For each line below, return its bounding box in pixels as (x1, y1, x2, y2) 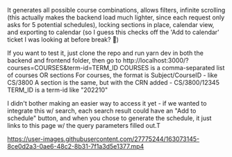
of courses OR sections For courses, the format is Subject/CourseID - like (7, 71, 217, 79)
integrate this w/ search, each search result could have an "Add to (7, 107, 197, 115)
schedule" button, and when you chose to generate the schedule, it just (7, 114, 212, 122)
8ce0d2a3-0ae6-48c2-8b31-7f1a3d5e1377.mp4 (7, 142, 144, 150)
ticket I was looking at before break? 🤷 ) (7, 35, 119, 44)
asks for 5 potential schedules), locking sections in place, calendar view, (7, 21, 215, 28)
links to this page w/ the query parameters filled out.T (7, 122, 161, 129)
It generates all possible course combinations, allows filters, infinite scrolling (7, 6, 226, 14)
